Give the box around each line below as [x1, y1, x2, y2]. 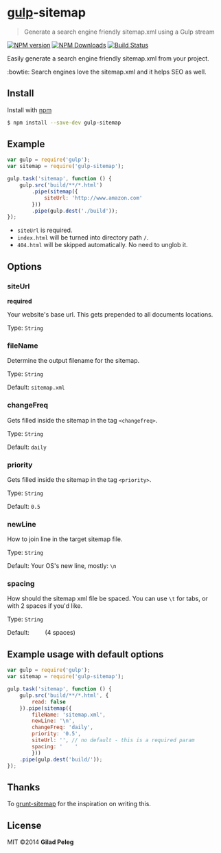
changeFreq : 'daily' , [32, 724, 94, 731]
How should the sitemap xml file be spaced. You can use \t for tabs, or [7, 594, 208, 603]
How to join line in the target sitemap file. [7, 535, 123, 543]
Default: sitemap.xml [7, 383, 65, 392]
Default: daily [7, 443, 47, 451]
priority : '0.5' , [32, 730, 81, 737]
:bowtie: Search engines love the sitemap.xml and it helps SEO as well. [7, 67, 207, 76]
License [7, 819, 42, 831]
